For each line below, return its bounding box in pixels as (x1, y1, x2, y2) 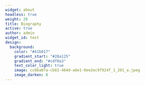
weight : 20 (5, 16, 28, 21)
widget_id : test (5, 35, 39, 40)
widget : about (5, 7, 35, 12)
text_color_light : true (14, 63, 64, 68)
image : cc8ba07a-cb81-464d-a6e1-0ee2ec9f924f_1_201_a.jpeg (14, 68, 140, 73)
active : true (5, 26, 33, 31)
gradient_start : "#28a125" (14, 53, 71, 59)
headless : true (5, 12, 37, 17)
